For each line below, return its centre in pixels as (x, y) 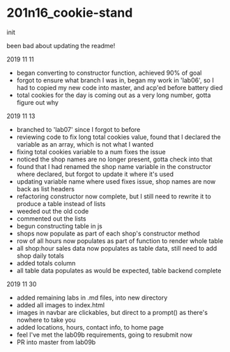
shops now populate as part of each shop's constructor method (108, 233)
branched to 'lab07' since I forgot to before (78, 129)
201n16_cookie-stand (70, 13)
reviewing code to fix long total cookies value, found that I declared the (118, 137)
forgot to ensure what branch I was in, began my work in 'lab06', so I (115, 80)
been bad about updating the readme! (61, 45)
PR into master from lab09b (56, 342)
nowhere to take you (46, 320)
